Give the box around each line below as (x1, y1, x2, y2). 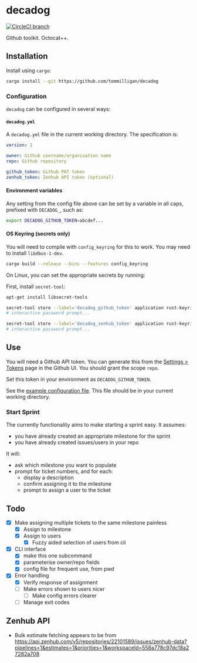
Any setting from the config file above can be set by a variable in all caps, (6, 200, 184, 207)
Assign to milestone (23, 526, 72, 533)
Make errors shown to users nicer (23, 585, 106, 593)
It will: (6, 450, 21, 458)
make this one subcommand (23, 552, 92, 559)
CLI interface (14, 546, 46, 553)
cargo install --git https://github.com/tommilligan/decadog (6, 78, 159, 84)
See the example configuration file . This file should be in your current (6, 387, 174, 394)
